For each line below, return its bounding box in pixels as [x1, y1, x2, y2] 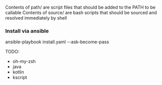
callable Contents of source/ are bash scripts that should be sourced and [5, 10, 157, 16]
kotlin [12, 69, 24, 75]
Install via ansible [5, 27, 49, 34]
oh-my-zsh [12, 58, 36, 64]
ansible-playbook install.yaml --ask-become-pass [5, 39, 110, 45]
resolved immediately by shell [5, 15, 67, 21]
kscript [12, 74, 27, 80]
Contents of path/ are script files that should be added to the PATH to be [5, 5, 156, 10]
